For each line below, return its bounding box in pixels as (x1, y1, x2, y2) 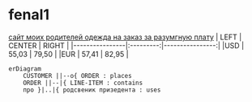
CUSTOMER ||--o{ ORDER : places (23, 71, 132, 80)
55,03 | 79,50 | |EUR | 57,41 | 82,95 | (8, 49, 129, 59)
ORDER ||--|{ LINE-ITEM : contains (23, 79, 143, 87)
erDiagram (8, 64, 42, 73)
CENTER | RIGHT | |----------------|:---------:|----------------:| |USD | (8, 40, 245, 50)
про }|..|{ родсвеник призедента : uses (23, 86, 161, 94)
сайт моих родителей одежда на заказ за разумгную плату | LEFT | (8, 32, 242, 42)
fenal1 (8, 6, 50, 24)
